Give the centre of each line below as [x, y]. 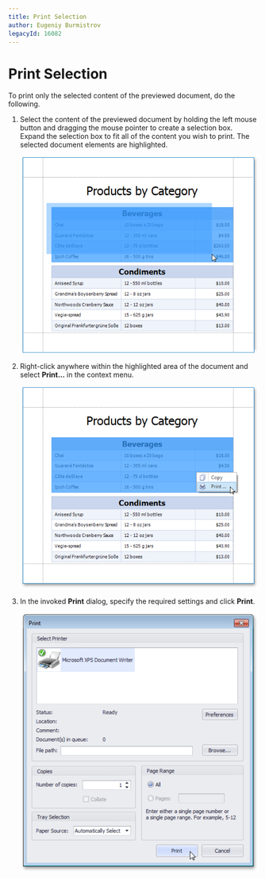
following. [24, 104]
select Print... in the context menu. [77, 374]
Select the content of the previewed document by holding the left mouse [138, 120]
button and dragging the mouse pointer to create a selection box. [126, 128]
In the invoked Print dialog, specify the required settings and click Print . [137, 601]
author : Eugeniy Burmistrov [55, 25]
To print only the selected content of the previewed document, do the [122, 96]
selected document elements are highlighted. [94, 145]
